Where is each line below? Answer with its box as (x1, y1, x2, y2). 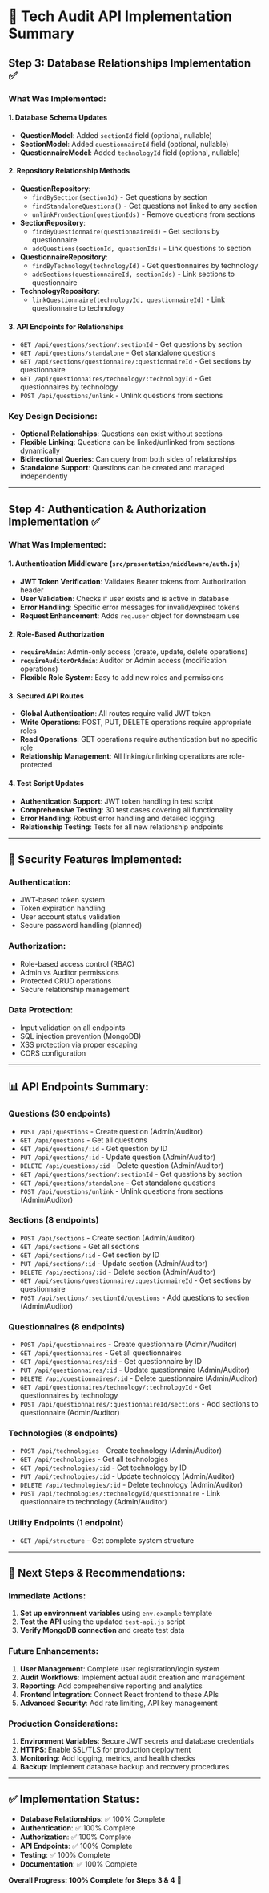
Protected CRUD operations (19, 975, 112, 986)
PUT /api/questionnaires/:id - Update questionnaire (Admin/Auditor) (19, 1365, 251, 1375)
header (19, 585, 44, 595)
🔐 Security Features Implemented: (8, 853, 183, 866)
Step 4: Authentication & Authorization (8, 502, 207, 516)
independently (19, 471, 68, 481)
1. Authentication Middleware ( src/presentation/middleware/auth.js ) (8, 559, 241, 568)
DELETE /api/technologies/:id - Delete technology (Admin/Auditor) (19, 1480, 243, 1490)
